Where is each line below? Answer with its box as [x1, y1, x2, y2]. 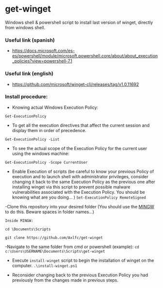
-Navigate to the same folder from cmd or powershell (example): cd [5, 244, 139, 250]
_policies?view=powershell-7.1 [12, 58, 73, 64]
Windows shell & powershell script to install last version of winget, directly [5, 19, 153, 25]
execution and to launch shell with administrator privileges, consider [12, 173, 149, 179]
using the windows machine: [12, 151, 69, 156]
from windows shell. [5, 24, 46, 30]
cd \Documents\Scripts [5, 227, 51, 232]
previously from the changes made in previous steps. [12, 277, 119, 283]
